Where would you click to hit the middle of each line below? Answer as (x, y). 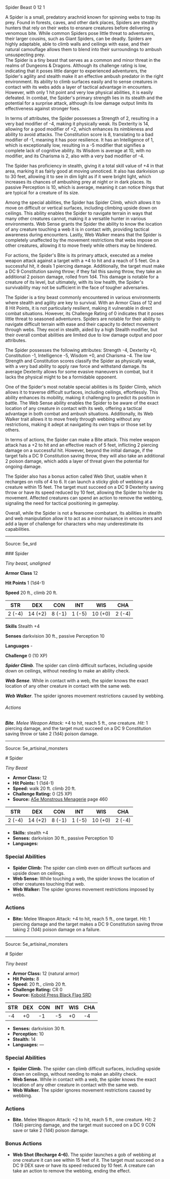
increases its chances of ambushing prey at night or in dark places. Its (78, 182)
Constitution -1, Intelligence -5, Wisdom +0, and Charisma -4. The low (78, 355)
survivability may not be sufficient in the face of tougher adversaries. (77, 287)
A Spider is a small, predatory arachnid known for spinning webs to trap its (83, 17)
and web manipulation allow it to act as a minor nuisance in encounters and (84, 518)
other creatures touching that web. (49, 884)
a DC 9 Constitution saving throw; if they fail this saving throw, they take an (83, 271)
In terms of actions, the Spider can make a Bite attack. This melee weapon (83, 439)
